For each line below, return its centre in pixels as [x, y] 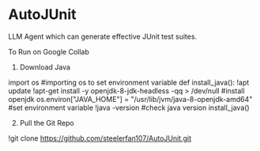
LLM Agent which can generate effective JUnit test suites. [103, 36]
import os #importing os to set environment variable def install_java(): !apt [129, 82]
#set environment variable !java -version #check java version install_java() [129, 108]
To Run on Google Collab [49, 51]
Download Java [45, 67]
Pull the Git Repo [47, 123]
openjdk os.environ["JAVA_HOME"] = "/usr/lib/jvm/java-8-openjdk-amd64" [130, 99]
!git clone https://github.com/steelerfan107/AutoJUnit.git [100, 138]
